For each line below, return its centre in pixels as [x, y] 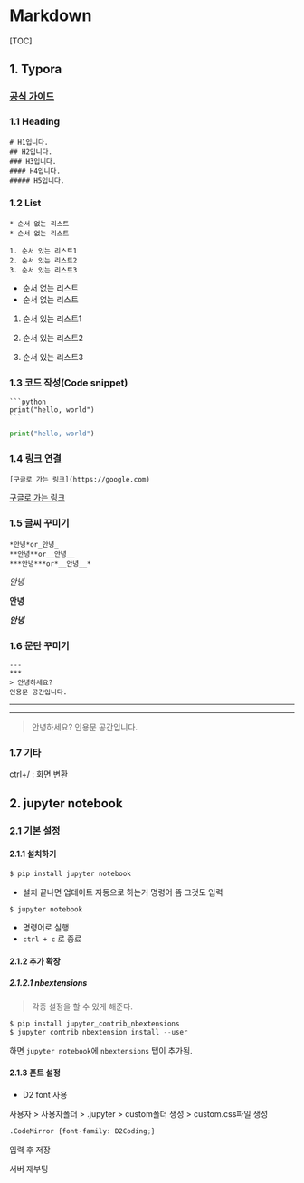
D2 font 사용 [45, 1094]
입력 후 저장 [30, 1150]
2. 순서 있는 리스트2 [43, 260]
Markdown [51, 16]
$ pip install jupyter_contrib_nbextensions [95, 1024]
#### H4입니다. [35, 171]
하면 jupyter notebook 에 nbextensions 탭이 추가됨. [101, 1050]
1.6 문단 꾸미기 [39, 645]
